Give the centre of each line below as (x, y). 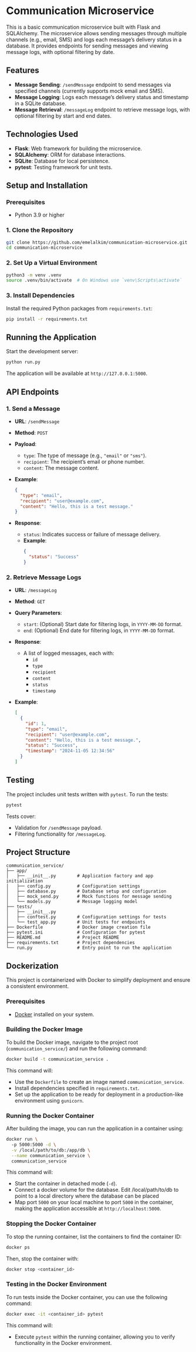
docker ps (18, 1247)
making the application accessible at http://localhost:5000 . (88, 1209)
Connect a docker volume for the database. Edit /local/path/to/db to (97, 1190)
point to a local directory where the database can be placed (87, 1196)
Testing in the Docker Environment (56, 1285)
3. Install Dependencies (40, 296)
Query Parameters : (38, 613)
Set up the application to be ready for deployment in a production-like (99, 1094)
